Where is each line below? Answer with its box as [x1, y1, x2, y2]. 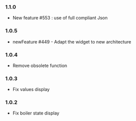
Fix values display [12, 86, 50, 92]
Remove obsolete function [12, 62, 67, 68]
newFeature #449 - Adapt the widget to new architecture [12, 38, 131, 44]
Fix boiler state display [12, 110, 59, 116]
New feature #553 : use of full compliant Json [12, 15, 108, 21]
